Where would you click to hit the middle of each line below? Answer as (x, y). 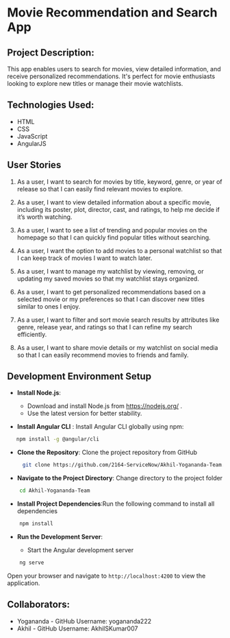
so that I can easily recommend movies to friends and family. (103, 355)
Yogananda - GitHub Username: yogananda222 (84, 621)
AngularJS (31, 143)
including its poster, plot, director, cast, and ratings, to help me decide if (118, 209)
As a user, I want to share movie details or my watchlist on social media (117, 347)
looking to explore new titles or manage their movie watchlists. (95, 83)
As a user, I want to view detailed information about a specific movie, (114, 202)
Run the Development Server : (60, 536)
